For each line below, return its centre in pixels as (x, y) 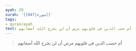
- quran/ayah (19, 24)
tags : (11, 19)
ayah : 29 (14, 10)
